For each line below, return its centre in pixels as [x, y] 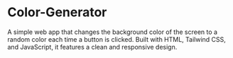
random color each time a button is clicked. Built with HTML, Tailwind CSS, [116, 39]
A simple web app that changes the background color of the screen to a [113, 32]
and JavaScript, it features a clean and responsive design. [92, 47]
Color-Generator [57, 12]
